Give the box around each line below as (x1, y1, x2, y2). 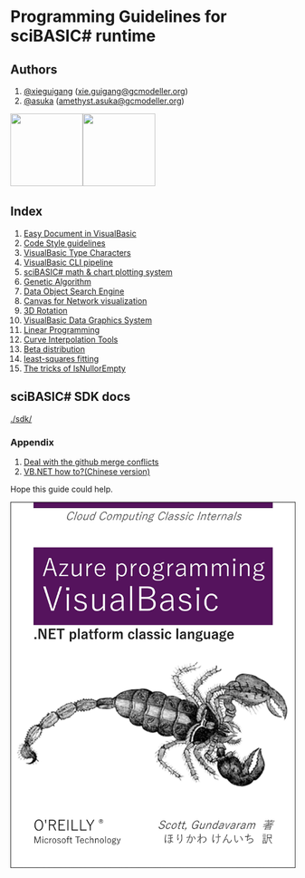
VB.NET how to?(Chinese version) (23, 465, 150, 477)
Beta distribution (23, 343, 85, 355)
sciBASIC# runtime (10, 25, 157, 46)
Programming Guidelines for (10, 6, 227, 27)
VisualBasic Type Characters (23, 247, 131, 258)
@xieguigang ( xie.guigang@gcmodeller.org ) (23, 86, 188, 96)
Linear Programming (23, 324, 100, 335)
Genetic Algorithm (23, 276, 91, 287)
